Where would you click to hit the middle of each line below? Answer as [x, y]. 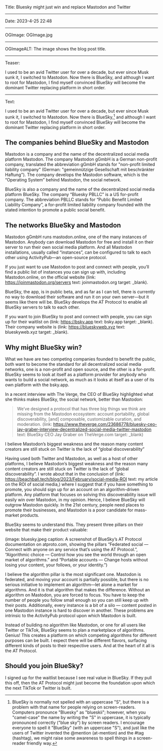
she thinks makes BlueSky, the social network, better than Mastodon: [74, 399]
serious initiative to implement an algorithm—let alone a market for [71, 585]
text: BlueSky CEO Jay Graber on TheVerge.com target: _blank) [80, 435]
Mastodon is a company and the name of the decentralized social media [77, 154]
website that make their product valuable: [47, 530]
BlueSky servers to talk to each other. [42, 307]
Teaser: [13, 63]
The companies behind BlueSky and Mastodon [77, 143]
